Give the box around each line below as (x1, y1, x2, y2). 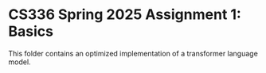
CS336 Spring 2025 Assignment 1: (8, 6, 241, 24)
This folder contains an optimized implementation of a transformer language (8, 48, 259, 58)
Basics (8, 22, 54, 40)
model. (8, 57, 31, 67)
